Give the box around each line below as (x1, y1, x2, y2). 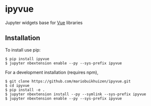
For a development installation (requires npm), (5, 69, 99, 75)
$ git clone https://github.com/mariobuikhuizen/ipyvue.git (5, 79, 131, 84)
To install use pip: (5, 47, 41, 53)
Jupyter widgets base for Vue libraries (5, 20, 83, 26)
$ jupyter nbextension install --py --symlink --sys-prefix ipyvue (5, 92, 147, 97)
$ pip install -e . (5, 87, 45, 92)
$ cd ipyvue (5, 83, 30, 88)
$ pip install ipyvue (5, 56, 50, 61)
